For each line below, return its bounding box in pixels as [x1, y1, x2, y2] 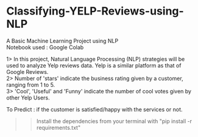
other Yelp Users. [6, 94, 50, 101]
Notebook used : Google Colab [6, 44, 84, 51]
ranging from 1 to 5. [6, 81, 55, 89]
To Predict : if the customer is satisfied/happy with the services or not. [6, 105, 183, 113]
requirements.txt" [36, 124, 81, 131]
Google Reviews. [6, 68, 49, 75]
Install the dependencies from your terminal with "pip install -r [36, 117, 192, 125]
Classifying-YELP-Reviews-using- [6, 4, 184, 18]
